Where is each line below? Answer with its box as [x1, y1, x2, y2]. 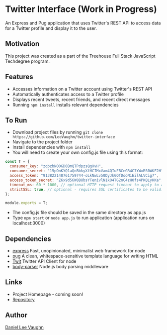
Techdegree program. [5, 58, 50, 64]
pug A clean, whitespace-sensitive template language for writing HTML [12, 253, 159, 259]
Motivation [5, 40, 40, 48]
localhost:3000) [12, 220, 45, 226]
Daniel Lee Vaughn [5, 324, 44, 330]
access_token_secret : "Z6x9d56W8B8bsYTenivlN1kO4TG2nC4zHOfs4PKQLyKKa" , [9, 178, 164, 183]
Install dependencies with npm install [12, 144, 91, 150]
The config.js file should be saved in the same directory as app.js [12, 210, 146, 216]
